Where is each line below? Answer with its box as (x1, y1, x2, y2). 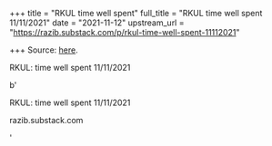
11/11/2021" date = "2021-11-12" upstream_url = (9, 17, 185, 28)
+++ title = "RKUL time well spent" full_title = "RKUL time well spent (9, 8, 263, 18)
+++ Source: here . (9, 44, 79, 55)
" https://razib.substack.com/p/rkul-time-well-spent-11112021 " (9, 27, 240, 37)
